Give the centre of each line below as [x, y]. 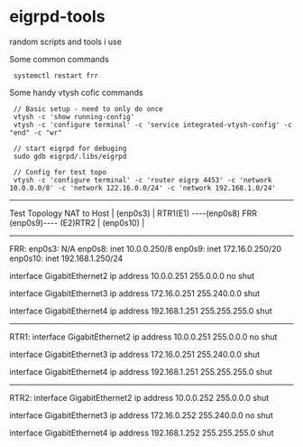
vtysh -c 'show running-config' [74, 116]
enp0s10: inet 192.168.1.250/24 [66, 258]
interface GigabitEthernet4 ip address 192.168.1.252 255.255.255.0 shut [142, 433]
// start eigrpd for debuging [70, 148]
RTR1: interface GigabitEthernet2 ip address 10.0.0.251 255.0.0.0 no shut [143, 337]
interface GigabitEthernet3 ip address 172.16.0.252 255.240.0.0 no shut [141, 415]
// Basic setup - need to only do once [88, 109]
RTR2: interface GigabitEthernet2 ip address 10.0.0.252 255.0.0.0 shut [139, 397]
